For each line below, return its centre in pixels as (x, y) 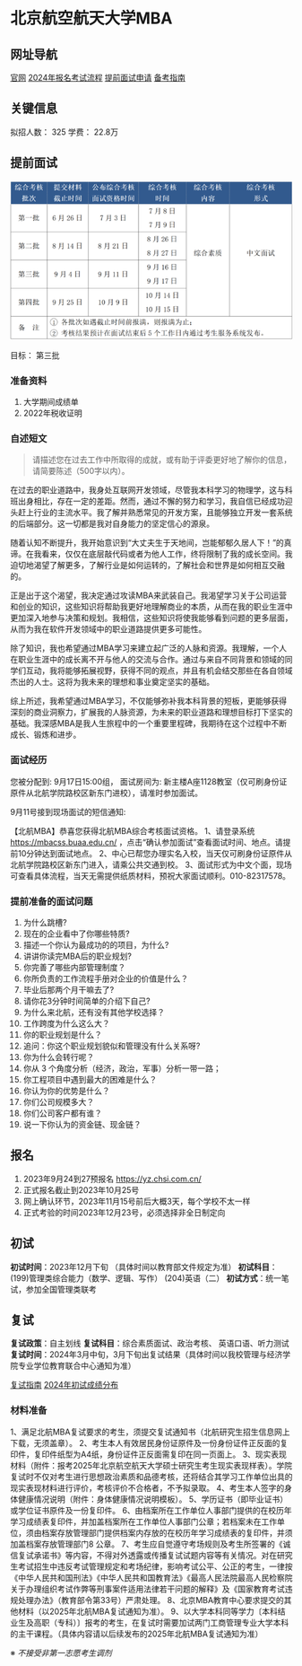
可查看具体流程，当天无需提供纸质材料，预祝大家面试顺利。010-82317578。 (150, 875)
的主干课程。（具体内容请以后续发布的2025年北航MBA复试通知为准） (137, 1634)
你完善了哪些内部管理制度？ (74, 967)
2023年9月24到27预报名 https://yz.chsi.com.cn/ (112, 1179)
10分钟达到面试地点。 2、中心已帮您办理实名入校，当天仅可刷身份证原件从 (155, 853)
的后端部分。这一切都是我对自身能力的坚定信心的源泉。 (112, 524)
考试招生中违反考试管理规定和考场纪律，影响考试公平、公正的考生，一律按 (155, 1566)
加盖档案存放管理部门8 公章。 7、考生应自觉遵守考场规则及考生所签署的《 (147, 1544)
